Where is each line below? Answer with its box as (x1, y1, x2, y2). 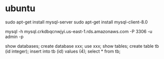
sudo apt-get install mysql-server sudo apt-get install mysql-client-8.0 (5, 19, 148, 25)
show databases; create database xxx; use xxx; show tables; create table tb (5, 43, 159, 49)
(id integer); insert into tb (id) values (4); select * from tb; (5, 48, 121, 54)
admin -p (5, 34, 24, 39)
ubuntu (5, 3, 35, 14)
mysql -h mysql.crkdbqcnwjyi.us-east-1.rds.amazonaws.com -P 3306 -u (5, 28, 153, 34)
